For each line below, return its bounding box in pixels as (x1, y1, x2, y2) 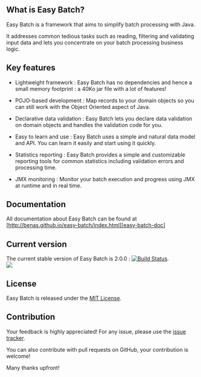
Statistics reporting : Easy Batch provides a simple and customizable (14, 151, 185, 158)
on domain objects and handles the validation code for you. (14, 121, 163, 128)
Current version (6, 239, 68, 249)
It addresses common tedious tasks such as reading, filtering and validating (6, 33, 194, 40)
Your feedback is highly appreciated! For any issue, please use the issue (6, 328, 186, 335)
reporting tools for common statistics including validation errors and (14, 157, 184, 164)
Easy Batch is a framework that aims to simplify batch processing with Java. (6, 20, 196, 28)
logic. (6, 45, 20, 52)
